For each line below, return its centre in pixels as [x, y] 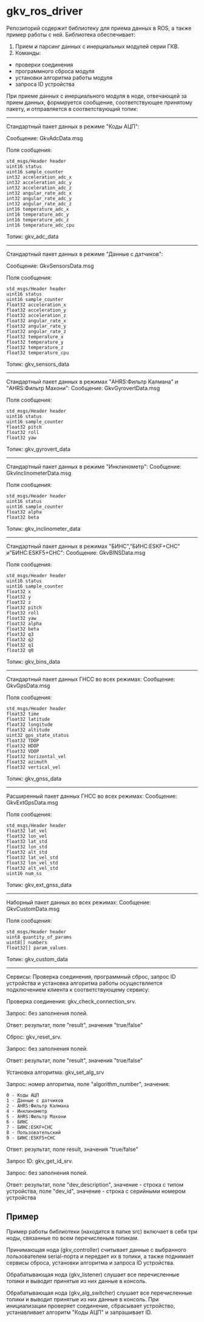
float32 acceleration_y [36, 310]
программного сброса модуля [55, 71]
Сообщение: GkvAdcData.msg [45, 138]
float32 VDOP [23, 751]
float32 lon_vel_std [32, 863]
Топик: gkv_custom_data [37, 959]
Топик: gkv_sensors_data [38, 364]
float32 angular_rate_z [36, 331]
